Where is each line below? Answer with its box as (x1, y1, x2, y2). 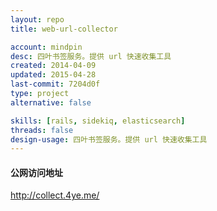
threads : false (10, 125, 74, 135)
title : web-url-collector (10, 24, 118, 34)
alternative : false (10, 97, 92, 108)
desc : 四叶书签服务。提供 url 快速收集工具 (10, 51, 172, 61)
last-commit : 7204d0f (10, 79, 101, 90)
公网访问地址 (10, 166, 63, 178)
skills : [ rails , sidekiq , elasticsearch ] (10, 116, 186, 126)
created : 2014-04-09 (10, 61, 97, 71)
